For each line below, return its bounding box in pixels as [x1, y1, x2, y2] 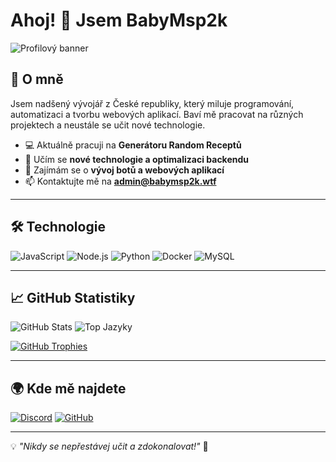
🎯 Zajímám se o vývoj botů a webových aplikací [24, 164, 225, 176]
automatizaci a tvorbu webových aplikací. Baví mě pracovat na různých [10, 108, 304, 120]
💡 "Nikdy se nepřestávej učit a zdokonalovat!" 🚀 [10, 440, 209, 453]
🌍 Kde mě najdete [10, 380, 127, 397]
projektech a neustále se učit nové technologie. [10, 119, 206, 131]
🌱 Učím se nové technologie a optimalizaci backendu [24, 153, 250, 165]
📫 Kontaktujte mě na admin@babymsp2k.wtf [24, 175, 217, 187]
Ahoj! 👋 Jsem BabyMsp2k [10, 9, 228, 32]
